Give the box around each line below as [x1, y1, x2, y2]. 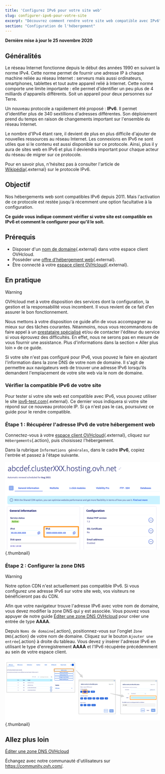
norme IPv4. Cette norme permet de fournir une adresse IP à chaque [5, 70, 144, 76]
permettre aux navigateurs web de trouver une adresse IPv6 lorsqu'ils [5, 364, 146, 370]
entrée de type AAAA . [5, 619, 51, 625]
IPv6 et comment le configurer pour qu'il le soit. [5, 219, 105, 224]
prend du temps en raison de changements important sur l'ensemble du [5, 116, 151, 122]
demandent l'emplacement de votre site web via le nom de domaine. [5, 370, 144, 376]
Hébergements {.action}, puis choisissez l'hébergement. [5, 438, 114, 443]
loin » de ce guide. [5, 344, 43, 351]
